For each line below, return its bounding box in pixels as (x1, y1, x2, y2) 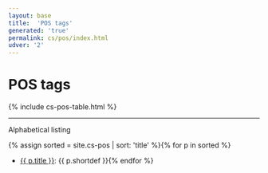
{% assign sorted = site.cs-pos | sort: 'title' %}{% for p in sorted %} (8, 140, 231, 150)
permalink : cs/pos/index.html (8, 33, 109, 42)
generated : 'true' (8, 26, 69, 34)
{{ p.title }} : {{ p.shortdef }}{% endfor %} (19, 156, 154, 166)
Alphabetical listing (8, 125, 71, 135)
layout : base (8, 11, 52, 20)
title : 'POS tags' (8, 19, 73, 27)
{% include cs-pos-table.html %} (8, 102, 117, 112)
